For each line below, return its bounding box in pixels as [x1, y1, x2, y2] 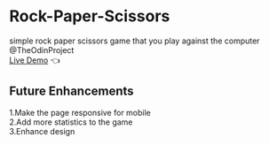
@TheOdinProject [9, 44, 75, 55]
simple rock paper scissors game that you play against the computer [9, 35, 260, 46]
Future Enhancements [9, 84, 135, 99]
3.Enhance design [9, 126, 75, 136]
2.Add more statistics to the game [9, 117, 133, 127]
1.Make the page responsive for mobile [9, 107, 151, 118]
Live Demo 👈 [9, 55, 60, 65]
